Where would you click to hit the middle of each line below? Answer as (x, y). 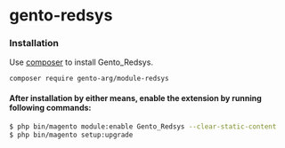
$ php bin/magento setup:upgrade (71, 135)
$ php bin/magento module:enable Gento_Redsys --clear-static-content (143, 126)
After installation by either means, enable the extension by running (135, 98)
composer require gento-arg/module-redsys (89, 79)
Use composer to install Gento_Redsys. (81, 62)
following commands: (50, 108)
